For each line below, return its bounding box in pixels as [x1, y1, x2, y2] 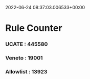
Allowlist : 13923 [5, 68, 48, 75]
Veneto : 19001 [5, 54, 43, 62]
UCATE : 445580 [5, 41, 48, 48]
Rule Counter [5, 23, 62, 34]
